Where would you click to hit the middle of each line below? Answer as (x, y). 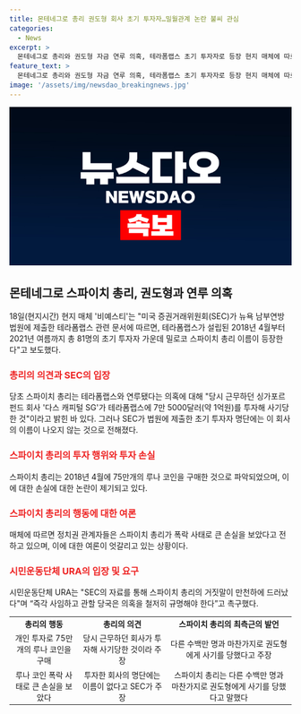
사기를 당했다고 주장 (237, 655)
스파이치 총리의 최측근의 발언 (229, 624)
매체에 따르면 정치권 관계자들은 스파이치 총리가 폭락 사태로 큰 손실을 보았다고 (143, 534)
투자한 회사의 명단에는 (122, 675)
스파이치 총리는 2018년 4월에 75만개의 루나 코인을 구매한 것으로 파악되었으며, (145, 477)
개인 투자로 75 (40, 638)
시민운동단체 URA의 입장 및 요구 (74, 571)
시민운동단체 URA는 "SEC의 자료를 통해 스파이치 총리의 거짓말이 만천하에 (137, 592)
